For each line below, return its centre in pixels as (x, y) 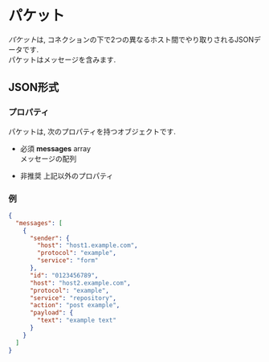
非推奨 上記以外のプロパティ (67, 175)
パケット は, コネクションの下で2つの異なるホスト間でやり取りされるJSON (131, 39)
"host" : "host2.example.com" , (80, 283)
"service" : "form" (68, 261)
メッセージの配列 (48, 158)
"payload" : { (51, 313)
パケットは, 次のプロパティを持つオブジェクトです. (92, 131)
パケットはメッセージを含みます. (62, 60)
